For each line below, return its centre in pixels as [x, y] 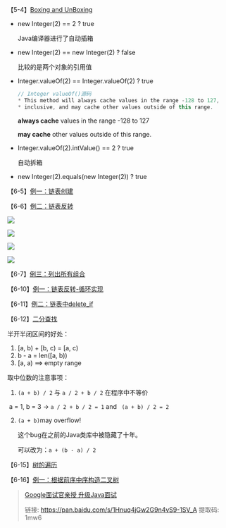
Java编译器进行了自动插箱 [55, 38]
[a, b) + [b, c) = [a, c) [48, 348]
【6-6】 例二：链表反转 [40, 206]
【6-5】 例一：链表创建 [40, 191]
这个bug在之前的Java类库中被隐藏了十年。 [80, 434]
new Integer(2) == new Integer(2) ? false [76, 52]
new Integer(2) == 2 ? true [56, 24]
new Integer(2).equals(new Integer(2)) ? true [82, 176]
